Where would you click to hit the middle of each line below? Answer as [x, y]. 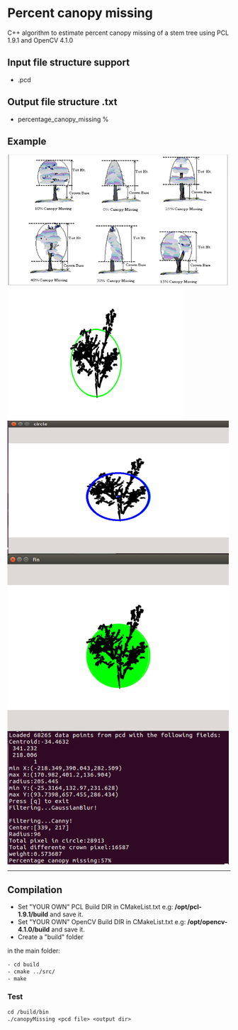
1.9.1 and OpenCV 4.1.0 [40, 40]
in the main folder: [34, 951]
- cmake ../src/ [31, 972]
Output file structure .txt [62, 102]
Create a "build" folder [50, 937]
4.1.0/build [34, 930]
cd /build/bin [28, 1012]
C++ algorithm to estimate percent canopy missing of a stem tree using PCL [118, 33]
